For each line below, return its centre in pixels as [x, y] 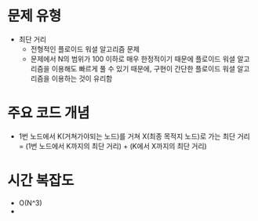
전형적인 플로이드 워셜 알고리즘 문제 [85, 49]
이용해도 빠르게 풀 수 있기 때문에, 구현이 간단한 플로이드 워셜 [144, 68]
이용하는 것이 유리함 [82, 78]
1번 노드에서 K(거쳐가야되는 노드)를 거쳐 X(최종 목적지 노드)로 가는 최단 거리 [134, 136]
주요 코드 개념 [49, 113]
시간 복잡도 [41, 181]
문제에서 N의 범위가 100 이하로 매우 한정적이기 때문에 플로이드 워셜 [133, 59]
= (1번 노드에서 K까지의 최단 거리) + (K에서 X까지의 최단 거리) [113, 146]
